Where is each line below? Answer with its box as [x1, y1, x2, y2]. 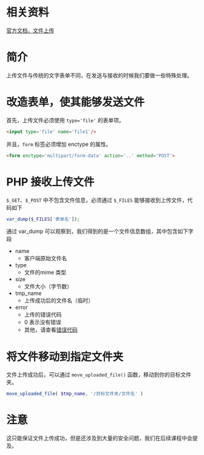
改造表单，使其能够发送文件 [6, 96, 145, 109]
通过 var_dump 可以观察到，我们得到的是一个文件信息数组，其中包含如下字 [6, 227, 194, 235]
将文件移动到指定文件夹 [6, 350, 124, 364]
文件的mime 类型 [24, 269, 67, 276]
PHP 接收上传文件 [6, 175, 95, 189]
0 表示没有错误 [24, 319, 62, 326]
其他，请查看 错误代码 [24, 326, 78, 333]
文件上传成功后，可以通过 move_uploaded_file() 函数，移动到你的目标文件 [6, 371, 192, 378]
